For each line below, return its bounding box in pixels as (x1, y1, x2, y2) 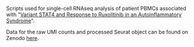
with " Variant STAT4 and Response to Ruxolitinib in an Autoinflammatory (6, 11, 182, 18)
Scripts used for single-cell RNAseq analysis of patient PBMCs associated (6, 5, 186, 12)
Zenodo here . (6, 35, 40, 41)
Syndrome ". (6, 17, 35, 24)
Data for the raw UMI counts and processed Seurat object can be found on (6, 28, 188, 35)
